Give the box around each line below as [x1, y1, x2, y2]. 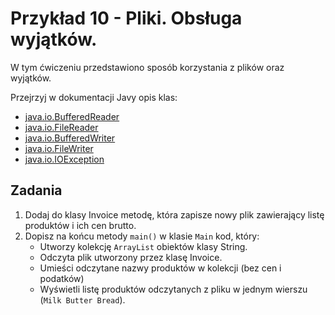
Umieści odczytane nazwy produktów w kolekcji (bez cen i [39, 262, 282, 274]
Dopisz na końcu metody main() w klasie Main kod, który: [24, 230, 260, 242]
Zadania [10, 182, 63, 199]
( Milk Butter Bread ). [39, 293, 126, 306]
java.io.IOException [24, 153, 105, 165]
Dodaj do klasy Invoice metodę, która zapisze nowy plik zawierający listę [24, 208, 325, 221]
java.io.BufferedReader [24, 110, 120, 122]
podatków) [39, 272, 85, 284]
